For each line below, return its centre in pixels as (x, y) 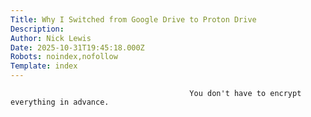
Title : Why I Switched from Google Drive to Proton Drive (133, 19)
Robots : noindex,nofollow (64, 57)
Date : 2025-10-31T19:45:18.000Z (77, 47)
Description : (37, 29)
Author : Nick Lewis (51, 38)
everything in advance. (60, 102)
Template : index (44, 66)
